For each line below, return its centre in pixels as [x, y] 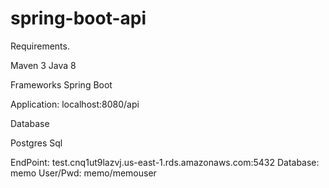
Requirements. [40, 46]
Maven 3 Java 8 [43, 65]
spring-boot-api [78, 18]
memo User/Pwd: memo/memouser [83, 173]
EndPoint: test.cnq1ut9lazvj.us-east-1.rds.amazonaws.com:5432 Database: [165, 162]
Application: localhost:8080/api [75, 104]
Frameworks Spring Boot [61, 84]
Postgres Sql [36, 143]
